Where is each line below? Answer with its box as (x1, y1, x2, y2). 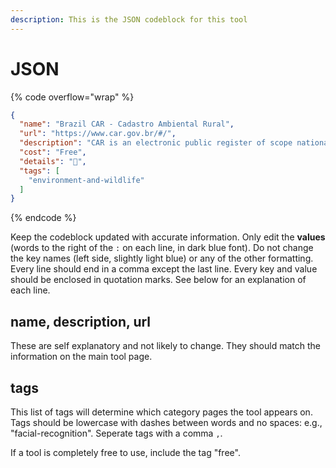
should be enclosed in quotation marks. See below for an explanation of (10, 274, 307, 286)
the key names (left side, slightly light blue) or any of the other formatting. (10, 252, 314, 265)
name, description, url (10, 313, 152, 330)
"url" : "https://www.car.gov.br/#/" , (19, 129, 177, 139)
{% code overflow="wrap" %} (10, 91, 135, 103)
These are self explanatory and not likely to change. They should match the (10, 340, 321, 352)
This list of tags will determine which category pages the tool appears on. (10, 406, 313, 418)
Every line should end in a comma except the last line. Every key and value (10, 263, 318, 275)
